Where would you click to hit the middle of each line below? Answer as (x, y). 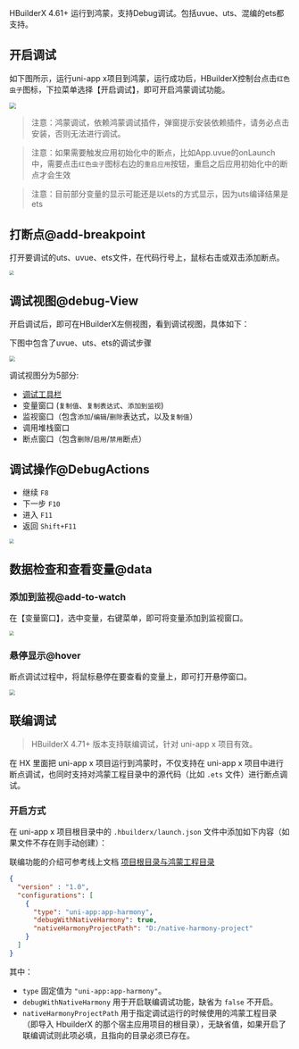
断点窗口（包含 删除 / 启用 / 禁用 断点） (84, 438)
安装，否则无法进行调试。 (78, 134)
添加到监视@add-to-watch (68, 596)
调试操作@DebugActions (79, 469)
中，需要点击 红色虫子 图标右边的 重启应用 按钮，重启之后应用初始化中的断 (159, 164)
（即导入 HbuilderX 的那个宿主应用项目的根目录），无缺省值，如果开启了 (154, 1024)
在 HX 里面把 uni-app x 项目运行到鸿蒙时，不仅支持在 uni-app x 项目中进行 (146, 762)
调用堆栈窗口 (46, 428)
